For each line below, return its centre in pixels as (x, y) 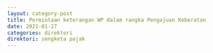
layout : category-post (40, 13)
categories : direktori (40, 33)
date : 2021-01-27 (32, 26)
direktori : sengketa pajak (46, 39)
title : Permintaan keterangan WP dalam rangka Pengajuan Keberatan (107, 20)
